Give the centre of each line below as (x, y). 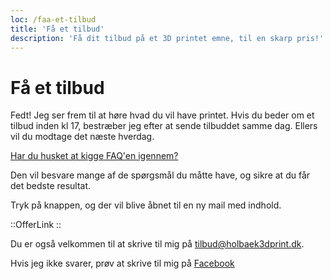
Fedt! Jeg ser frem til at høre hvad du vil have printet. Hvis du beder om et (162, 115)
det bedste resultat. (51, 186)
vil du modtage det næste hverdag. (82, 137)
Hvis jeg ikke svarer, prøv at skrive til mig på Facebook (122, 263)
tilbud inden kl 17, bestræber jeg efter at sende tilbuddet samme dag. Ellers (164, 126)
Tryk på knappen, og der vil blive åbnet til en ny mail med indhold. (146, 205)
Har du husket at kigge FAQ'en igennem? (94, 156)
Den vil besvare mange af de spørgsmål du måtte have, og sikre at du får (160, 175)
